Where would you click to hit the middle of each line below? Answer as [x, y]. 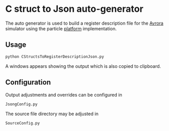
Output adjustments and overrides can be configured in [64, 95]
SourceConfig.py [23, 123]
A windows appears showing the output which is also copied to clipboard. [83, 66]
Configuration [28, 82]
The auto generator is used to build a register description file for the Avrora [84, 23]
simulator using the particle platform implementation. [61, 28]
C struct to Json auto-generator [74, 9]
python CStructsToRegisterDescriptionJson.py [55, 57]
